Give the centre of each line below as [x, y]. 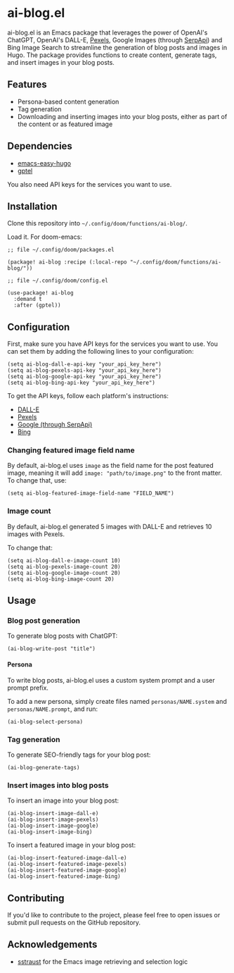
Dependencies [40, 146]
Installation [32, 206]
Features [27, 85]
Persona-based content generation [68, 101]
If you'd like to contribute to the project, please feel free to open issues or [114, 915]
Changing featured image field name [71, 450]
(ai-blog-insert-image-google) [53, 826]
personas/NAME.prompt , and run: [53, 709]
